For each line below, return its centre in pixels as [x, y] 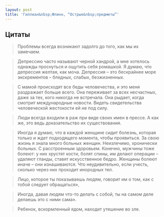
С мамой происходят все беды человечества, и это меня [79, 87]
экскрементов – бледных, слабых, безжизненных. [71, 77]
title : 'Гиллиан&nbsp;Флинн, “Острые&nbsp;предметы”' [62, 14]
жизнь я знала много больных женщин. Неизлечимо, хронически [87, 143]
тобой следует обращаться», [48, 185]
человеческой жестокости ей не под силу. [63, 108]
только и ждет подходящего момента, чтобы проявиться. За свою [88, 138]
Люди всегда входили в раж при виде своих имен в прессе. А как [88, 118]
